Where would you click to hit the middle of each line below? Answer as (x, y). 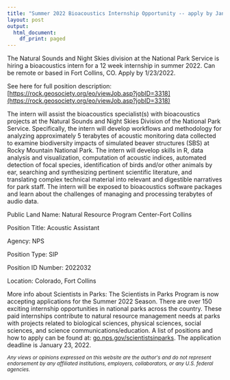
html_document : (35, 33)
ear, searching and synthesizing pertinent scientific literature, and (100, 173)
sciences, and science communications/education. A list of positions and (110, 331)
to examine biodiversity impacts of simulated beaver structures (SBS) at (108, 143)
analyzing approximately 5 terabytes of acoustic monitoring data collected (112, 136)
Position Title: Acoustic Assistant (53, 228)
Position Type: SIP (33, 255)
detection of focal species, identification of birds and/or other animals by (110, 165)
